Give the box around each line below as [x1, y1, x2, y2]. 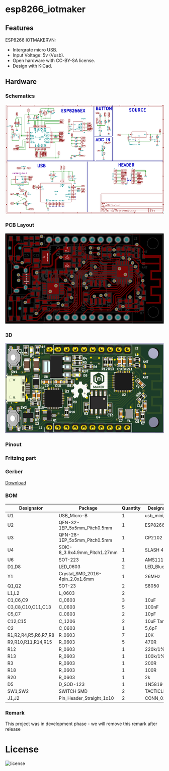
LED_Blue [145, 564, 165, 570]
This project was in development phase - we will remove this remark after [5, 721, 157, 727]
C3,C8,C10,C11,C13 [7, 604, 51, 610]
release [5, 726, 21, 732]
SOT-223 [58, 557, 79, 563]
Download [5, 479, 27, 485]
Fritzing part [5, 455, 36, 462]
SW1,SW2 [7, 688, 29, 694]
